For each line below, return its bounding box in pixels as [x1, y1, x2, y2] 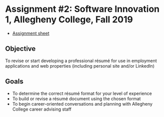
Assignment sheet [12, 30, 50, 36]
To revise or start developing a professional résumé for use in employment [5, 58, 157, 64]
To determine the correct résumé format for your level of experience [12, 90, 152, 96]
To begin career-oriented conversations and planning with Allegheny [12, 101, 153, 107]
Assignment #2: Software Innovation [5, 3, 160, 15]
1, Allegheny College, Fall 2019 [5, 14, 133, 25]
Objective [5, 44, 36, 53]
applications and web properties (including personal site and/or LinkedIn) [5, 63, 155, 69]
